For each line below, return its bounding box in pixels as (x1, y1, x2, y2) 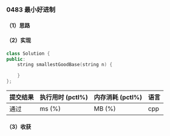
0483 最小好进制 (6, 5, 56, 13)
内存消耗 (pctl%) (93, 93, 143, 101)
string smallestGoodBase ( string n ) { (17, 62, 113, 68)
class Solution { (6, 50, 50, 56)
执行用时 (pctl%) (39, 93, 88, 101)
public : (6, 56, 26, 62)
